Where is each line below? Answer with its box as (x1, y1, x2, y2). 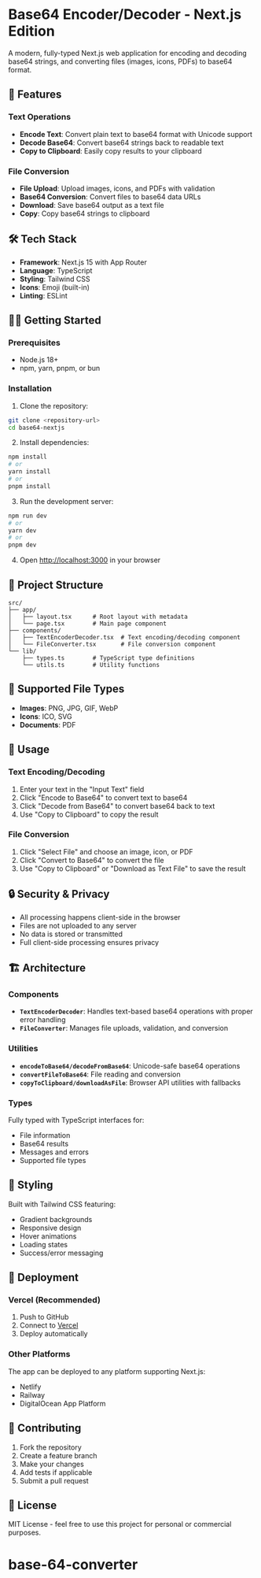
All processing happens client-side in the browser (19, 912, 181, 922)
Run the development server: (19, 496, 114, 506)
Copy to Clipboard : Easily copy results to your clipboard (19, 146, 202, 155)
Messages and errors (19, 1147, 89, 1157)
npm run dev (8, 512, 47, 520)
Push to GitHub (19, 1313, 69, 1322)
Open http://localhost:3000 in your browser (19, 555, 161, 565)
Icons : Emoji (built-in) (19, 282, 90, 292)
